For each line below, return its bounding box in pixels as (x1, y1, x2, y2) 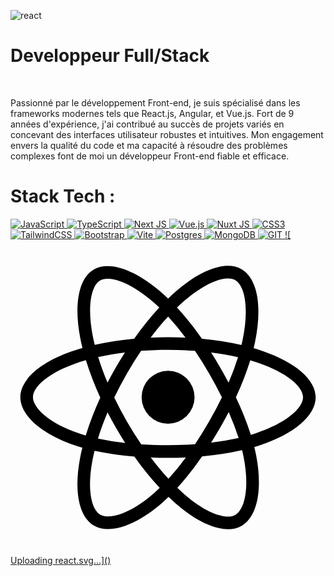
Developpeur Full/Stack (10, 45, 210, 67)
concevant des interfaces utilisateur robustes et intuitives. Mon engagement (10, 128, 324, 140)
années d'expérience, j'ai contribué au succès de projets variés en (10, 118, 285, 130)
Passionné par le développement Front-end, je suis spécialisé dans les (10, 96, 301, 109)
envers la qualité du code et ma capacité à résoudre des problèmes (10, 139, 288, 151)
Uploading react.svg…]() (10, 554, 112, 566)
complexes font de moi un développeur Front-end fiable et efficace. (10, 150, 290, 162)
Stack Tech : (10, 185, 116, 208)
